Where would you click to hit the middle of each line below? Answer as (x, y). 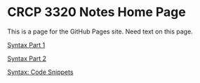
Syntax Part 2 (27, 58)
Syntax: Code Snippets (40, 72)
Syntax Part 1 (26, 45)
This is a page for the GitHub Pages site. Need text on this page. (100, 31)
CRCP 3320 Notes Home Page (96, 12)
